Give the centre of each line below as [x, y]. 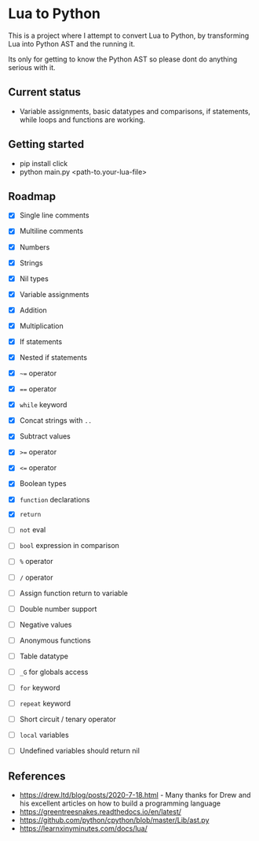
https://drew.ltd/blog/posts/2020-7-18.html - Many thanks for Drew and [135, 795]
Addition [33, 310]
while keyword [43, 405]
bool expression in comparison [69, 546]
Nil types [34, 278]
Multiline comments [51, 231]
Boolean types [43, 483]
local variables [44, 735]
